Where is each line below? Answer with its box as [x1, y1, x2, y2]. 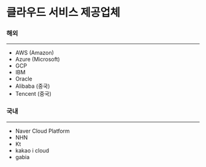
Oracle [15, 75, 32, 83]
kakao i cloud [15, 147, 50, 154]
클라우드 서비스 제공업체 [6, 6, 121, 20]
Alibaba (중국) [15, 82, 50, 90]
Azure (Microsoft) [15, 56, 60, 63]
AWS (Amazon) [15, 49, 54, 56]
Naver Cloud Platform [15, 127, 71, 134]
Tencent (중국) [15, 90, 52, 98]
